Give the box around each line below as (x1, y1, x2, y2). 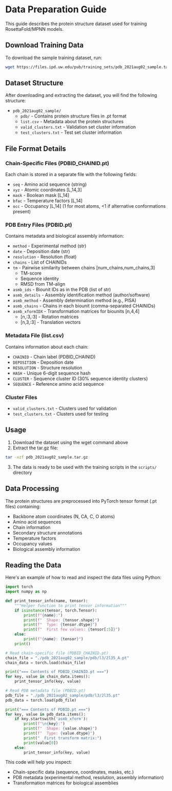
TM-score (20, 270, 42, 276)
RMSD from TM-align (20, 281, 66, 287)
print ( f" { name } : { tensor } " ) (24, 637, 83, 642)
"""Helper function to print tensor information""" (14, 603, 127, 608)
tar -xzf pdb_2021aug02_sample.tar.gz (5, 454, 88, 460)
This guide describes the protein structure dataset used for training (5, 21, 147, 27)
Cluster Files (5, 393, 37, 401)
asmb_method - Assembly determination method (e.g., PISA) (12, 298, 137, 304)
